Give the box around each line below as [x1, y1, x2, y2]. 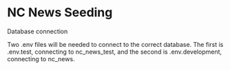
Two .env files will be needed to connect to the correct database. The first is [7, 40, 224, 48]
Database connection [7, 27, 68, 35]
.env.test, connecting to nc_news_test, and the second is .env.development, [7, 48, 222, 56]
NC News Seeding [7, 5, 113, 20]
